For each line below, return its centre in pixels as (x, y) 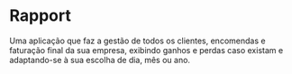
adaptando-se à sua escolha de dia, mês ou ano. (100, 60)
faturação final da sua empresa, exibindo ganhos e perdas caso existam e (146, 50)
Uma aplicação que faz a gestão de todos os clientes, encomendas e (137, 41)
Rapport (41, 16)
